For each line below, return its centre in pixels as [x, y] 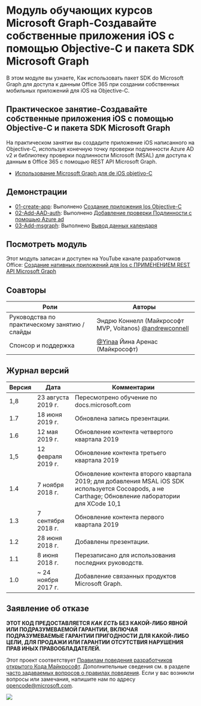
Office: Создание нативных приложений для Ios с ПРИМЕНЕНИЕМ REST [98, 265]
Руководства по [32, 317]
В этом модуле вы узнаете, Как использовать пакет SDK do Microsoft [95, 78]
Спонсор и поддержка [42, 346]
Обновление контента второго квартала [133, 474]
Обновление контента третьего [120, 453]
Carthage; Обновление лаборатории [127, 496]
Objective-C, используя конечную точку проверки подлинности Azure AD [100, 149]
